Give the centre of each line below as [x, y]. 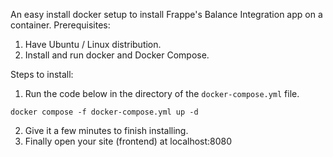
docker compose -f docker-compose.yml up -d [104, 112]
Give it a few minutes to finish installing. [106, 130]
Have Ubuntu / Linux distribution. [93, 44]
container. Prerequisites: [60, 25]
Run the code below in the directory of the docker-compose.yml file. [162, 93]
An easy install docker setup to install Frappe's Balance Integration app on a [166, 14]
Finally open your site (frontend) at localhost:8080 [128, 141]
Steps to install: [42, 74]
